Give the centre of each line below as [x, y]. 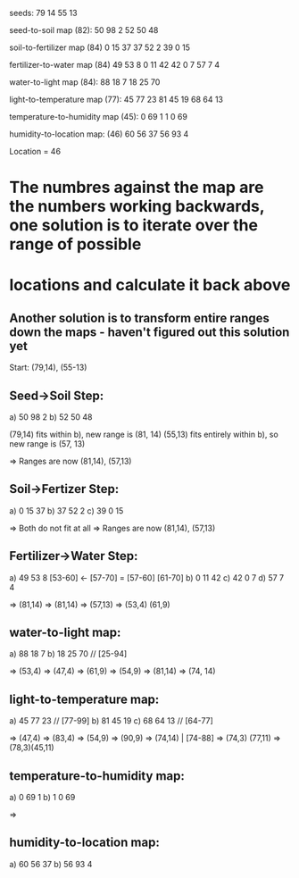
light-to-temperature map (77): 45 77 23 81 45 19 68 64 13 [116, 99]
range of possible [75, 244]
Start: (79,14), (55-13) [48, 368]
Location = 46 [35, 151]
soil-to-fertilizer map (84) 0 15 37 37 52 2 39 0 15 [100, 47]
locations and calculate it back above [150, 285]
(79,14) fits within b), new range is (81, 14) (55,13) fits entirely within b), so [144, 434]
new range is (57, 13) [47, 444]
